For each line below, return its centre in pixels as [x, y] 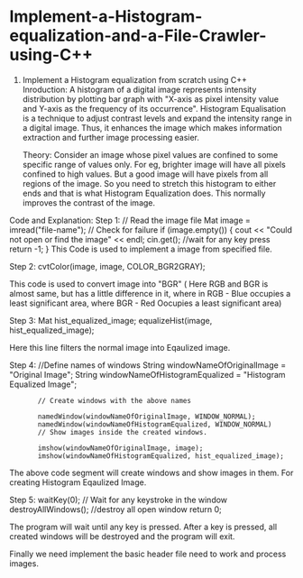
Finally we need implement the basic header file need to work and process [148, 554]
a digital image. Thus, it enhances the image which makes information [152, 127]
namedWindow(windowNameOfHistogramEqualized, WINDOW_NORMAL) [155, 424]
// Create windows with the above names [115, 400]
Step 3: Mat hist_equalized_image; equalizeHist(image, [111, 320]
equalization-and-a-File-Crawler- [138, 36]
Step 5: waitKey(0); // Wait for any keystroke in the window [119, 500]
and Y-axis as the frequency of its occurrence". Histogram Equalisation [154, 108]
